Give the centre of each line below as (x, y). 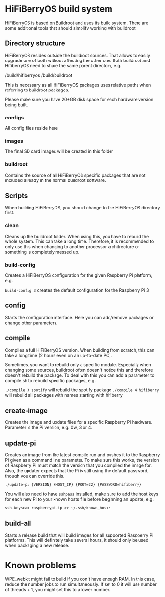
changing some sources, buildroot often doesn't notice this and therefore (79, 370)
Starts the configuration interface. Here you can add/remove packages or (79, 317)
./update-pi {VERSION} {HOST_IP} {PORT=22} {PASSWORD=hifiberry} (73, 485)
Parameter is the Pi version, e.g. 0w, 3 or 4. (49, 428)
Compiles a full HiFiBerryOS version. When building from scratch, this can (80, 350)
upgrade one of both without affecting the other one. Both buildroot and (78, 60)
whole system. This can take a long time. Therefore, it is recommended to (80, 241)
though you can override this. (35, 476)
